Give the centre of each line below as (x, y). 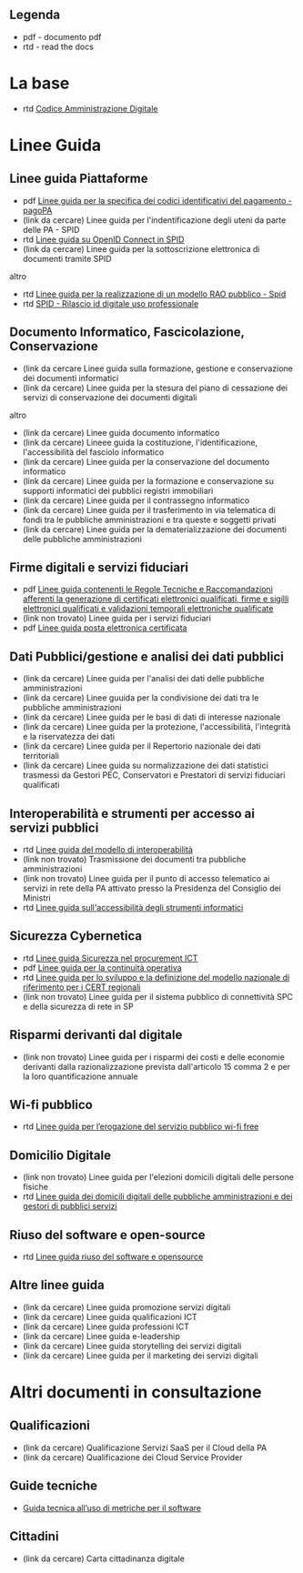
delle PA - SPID (51, 229)
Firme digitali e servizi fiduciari (99, 567)
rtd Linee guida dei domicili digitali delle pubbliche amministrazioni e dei (157, 1196)
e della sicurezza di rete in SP (78, 1006)
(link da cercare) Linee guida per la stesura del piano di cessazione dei (155, 388)
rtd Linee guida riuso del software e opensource (113, 1257)
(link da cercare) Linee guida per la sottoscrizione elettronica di (141, 248)
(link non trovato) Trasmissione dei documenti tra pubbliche (134, 859)
